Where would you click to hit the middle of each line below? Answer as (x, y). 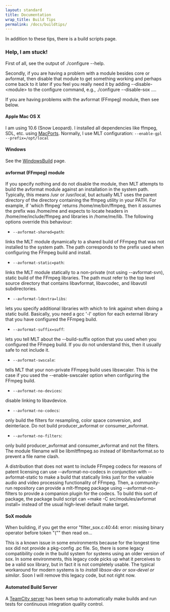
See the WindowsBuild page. (36, 161)
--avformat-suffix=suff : (39, 329)
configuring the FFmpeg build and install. (48, 253)
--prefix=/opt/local (27, 138)
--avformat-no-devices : (38, 391)
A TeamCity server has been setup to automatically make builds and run (81, 598)
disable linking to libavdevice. (36, 401)
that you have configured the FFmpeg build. (51, 320)
